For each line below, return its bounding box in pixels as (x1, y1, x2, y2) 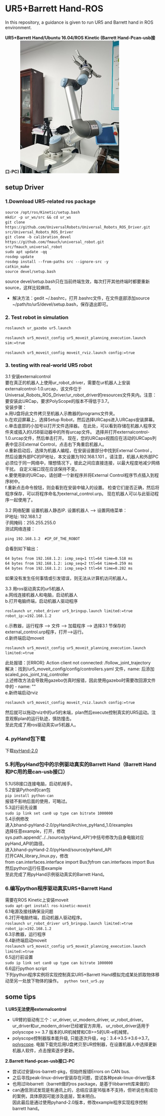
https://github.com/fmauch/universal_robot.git (5, 239, 105, 244)
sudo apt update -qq (5, 249, 48, 254)
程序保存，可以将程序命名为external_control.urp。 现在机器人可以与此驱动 (5, 491, 155, 497)
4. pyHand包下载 (5, 735, 46, 742)
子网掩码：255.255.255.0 (5, 520, 56, 526)
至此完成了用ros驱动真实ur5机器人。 (5, 722, 79, 728)
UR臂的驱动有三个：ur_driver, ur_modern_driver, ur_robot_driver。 (12, 1016, 146, 1022)
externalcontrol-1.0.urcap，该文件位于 (5, 386, 82, 392)
